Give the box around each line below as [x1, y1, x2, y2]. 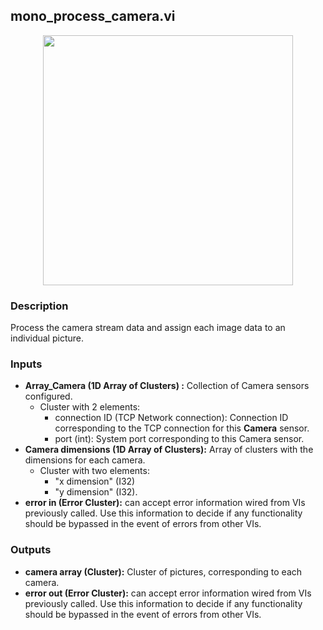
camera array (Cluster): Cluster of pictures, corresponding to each [24, 565, 303, 578]
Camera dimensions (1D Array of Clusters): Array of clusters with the [24, 444, 314, 456]
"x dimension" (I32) [54, 475, 136, 488]
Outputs [10, 543, 52, 557]
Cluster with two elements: [39, 465, 150, 477]
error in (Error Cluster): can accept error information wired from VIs [24, 497, 306, 509]
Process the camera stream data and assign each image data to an [10, 322, 286, 334]
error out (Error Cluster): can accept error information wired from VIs [24, 587, 312, 599]
